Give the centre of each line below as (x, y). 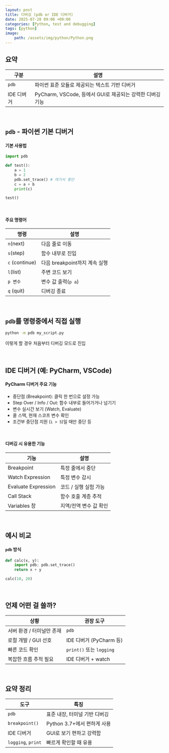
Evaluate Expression (32, 487)
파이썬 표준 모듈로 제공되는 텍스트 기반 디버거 (85, 85)
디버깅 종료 (54, 291)
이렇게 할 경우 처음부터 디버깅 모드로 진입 (46, 344)
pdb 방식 (13, 549)
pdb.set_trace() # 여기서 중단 (44, 179)
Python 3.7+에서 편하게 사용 (78, 723)
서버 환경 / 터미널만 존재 (35, 631)
